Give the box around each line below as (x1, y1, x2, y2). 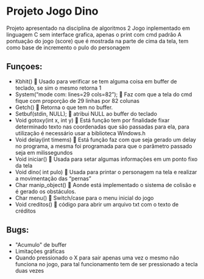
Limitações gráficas (15, 247, 65, 255)
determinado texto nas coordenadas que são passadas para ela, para (15, 123, 190, 130)
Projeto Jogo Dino (6, 4, 99, 18)
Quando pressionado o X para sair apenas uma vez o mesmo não (15, 254, 180, 261)
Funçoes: (6, 62, 43, 72)
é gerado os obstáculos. (15, 188, 76, 195)
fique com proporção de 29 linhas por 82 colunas (15, 97, 140, 104)
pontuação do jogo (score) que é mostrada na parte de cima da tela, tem (6, 37, 189, 44)
